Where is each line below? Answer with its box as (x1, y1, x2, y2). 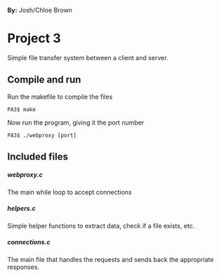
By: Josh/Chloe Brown (7, 6, 72, 14)
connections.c (7, 237, 51, 246)
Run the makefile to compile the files (7, 92, 113, 101)
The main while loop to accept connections (7, 188, 132, 197)
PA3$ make (7, 106, 36, 113)
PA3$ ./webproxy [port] (7, 132, 77, 139)
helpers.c (7, 204, 36, 212)
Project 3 (7, 31, 61, 46)
